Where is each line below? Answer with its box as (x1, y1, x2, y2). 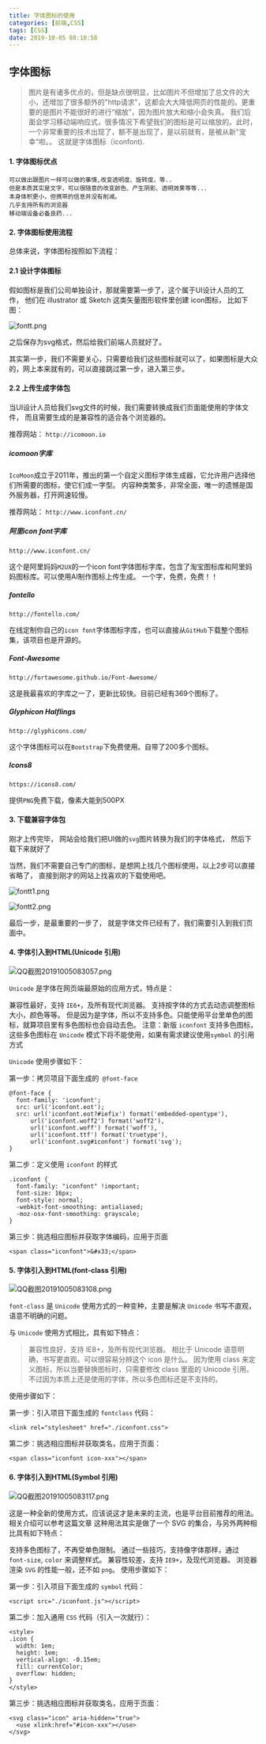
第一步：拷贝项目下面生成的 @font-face (9, 1073, 138, 1083)
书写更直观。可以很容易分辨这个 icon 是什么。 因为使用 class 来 (42, 1355, 249, 1364)
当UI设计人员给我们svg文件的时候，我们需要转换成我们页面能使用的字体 (9, 402, 242, 412)
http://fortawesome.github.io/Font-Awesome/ (9, 674, 158, 682)
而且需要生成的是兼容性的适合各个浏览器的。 (24, 412, 170, 422)
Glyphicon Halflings (9, 707, 76, 716)
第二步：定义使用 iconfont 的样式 (9, 1160, 118, 1169)
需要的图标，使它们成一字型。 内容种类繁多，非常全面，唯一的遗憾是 (22, 480, 246, 489)
